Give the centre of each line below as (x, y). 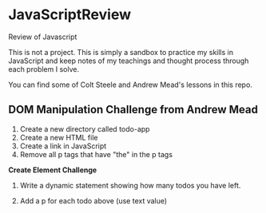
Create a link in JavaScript (63, 146)
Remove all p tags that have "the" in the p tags (96, 154)
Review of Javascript (43, 37)
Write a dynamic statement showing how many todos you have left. (130, 185)
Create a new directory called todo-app (85, 128)
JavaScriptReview (70, 15)
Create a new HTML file (59, 137)
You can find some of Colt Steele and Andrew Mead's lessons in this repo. (131, 85)
